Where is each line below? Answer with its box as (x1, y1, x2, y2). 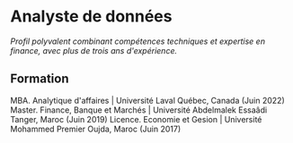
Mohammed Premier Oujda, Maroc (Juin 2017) (10, 123, 182, 134)
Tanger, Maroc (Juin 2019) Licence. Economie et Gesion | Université (10, 114, 262, 124)
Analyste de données (10, 6, 173, 27)
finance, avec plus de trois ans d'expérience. (10, 45, 178, 55)
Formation (10, 71, 69, 87)
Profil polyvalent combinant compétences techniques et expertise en (10, 36, 266, 46)
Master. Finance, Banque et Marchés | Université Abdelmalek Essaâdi (10, 105, 268, 115)
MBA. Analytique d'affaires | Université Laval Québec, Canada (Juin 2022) (10, 95, 286, 105)
